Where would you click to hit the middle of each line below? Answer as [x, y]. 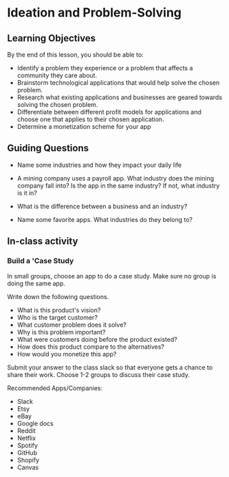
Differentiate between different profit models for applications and [109, 112]
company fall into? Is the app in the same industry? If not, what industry [118, 185]
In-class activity [43, 242]
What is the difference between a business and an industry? [102, 206]
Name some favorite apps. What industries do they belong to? [105, 219]
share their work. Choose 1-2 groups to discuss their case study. [99, 374]
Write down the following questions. [58, 296]
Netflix [26, 438]
